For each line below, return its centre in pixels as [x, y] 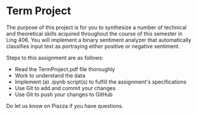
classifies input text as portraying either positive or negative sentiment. [93, 46]
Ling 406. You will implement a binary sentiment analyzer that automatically [99, 40]
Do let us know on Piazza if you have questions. [65, 106]
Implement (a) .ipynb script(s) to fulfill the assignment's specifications [101, 82]
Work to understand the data [50, 75]
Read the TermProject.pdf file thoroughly [65, 69]
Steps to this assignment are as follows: [55, 57]
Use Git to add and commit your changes [65, 88]
